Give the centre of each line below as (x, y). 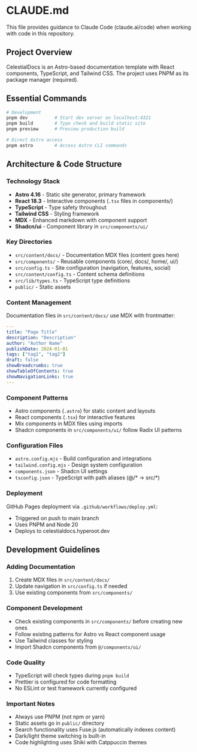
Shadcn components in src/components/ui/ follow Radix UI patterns (99, 430)
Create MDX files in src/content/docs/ (62, 580)
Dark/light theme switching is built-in (60, 736)
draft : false (22, 360)
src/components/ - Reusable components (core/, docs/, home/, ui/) (96, 261)
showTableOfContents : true (40, 371)
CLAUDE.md (38, 11)
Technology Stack (33, 181)
